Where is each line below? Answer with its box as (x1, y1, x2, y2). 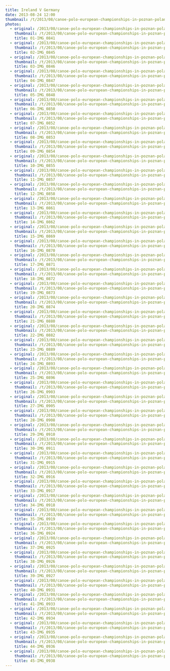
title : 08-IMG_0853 (14, 135, 56, 140)
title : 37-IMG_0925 (14, 545, 56, 550)
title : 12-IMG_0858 (14, 191, 56, 196)
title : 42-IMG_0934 (14, 616, 56, 621)
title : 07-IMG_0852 (14, 120, 56, 126)
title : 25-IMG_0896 (14, 375, 56, 380)
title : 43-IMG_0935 (14, 630, 56, 635)
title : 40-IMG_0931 (14, 587, 56, 592)
